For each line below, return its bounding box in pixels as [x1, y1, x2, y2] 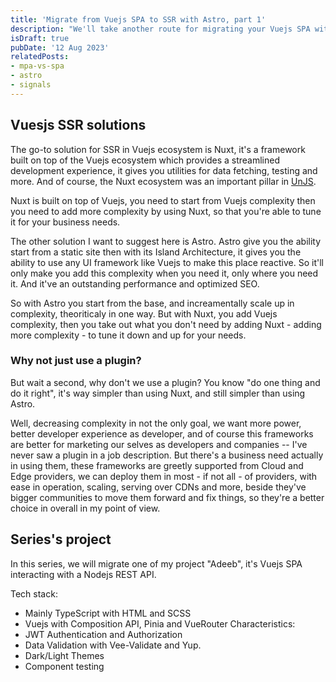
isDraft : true [10, 33, 70, 43]
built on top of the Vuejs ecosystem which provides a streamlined [10, 154, 281, 166]
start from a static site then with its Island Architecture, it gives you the [10, 246, 302, 258]
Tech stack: [10, 587, 58, 600]
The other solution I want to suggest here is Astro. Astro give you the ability [10, 235, 322, 247]
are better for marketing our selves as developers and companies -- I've [10, 438, 308, 450]
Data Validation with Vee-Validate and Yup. [24, 639, 202, 651]
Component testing [24, 660, 105, 672]
